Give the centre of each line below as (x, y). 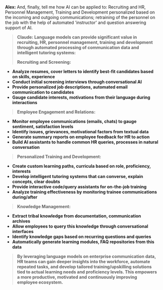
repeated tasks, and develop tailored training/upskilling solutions (84, 267)
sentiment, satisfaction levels (43, 127)
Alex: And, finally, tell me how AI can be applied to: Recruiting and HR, (75, 7)
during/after (25, 197)
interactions (25, 102)
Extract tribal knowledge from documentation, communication (76, 216)
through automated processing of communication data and (78, 47)
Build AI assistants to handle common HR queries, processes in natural (85, 142)
